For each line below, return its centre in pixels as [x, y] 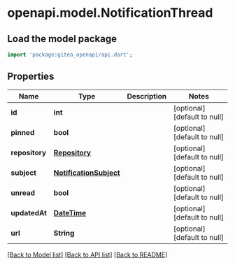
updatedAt [29, 213]
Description [147, 96]
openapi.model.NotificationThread [110, 13]
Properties [31, 77]
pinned [23, 132]
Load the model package [62, 39]
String [64, 233]
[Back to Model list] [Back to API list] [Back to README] [87, 255]
